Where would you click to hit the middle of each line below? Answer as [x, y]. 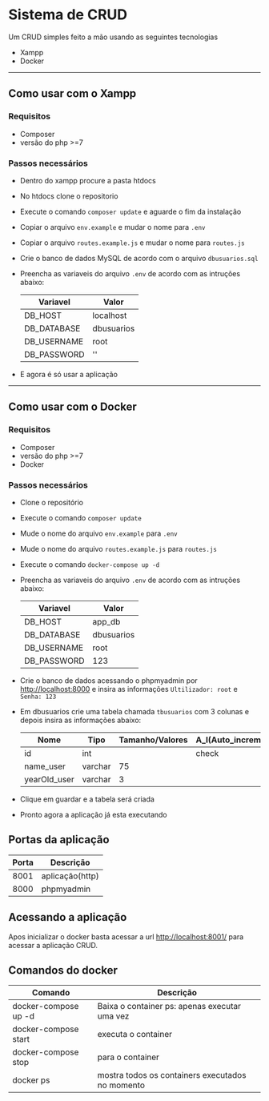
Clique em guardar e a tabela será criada [87, 799]
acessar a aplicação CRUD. [53, 945]
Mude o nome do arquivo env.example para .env [98, 533]
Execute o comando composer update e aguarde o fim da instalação [130, 211]
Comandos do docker [63, 970]
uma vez [113, 1016]
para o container [128, 1057]
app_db [106, 621]
